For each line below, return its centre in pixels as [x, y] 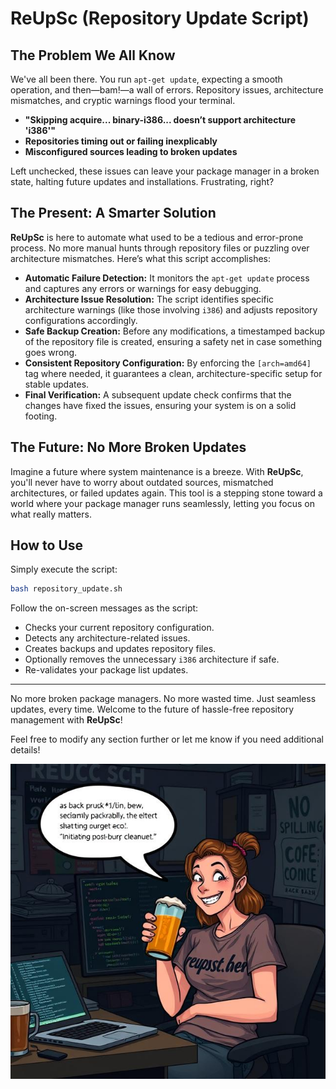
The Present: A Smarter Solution [113, 213]
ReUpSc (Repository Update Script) [160, 18]
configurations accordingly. [81, 320]
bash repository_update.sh [66, 589]
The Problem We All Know [93, 55]
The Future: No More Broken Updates [128, 447]
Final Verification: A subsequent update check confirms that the [158, 394]
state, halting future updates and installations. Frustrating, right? [142, 181]
